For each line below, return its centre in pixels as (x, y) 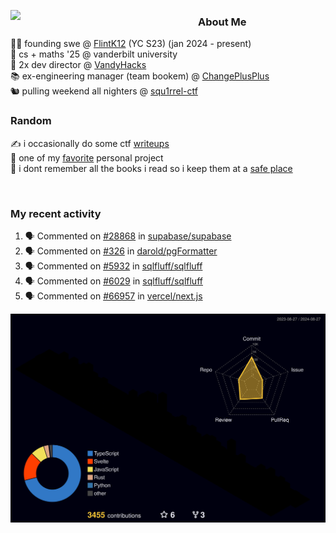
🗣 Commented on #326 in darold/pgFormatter (121, 251)
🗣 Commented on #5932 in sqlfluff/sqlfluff (113, 266)
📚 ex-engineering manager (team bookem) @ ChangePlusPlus (140, 76)
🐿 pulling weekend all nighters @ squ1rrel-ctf (104, 91)
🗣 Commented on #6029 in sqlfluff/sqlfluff (113, 281)
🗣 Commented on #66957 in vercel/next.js (113, 296)
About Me (222, 22)
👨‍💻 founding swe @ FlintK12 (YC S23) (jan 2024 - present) (131, 44)
